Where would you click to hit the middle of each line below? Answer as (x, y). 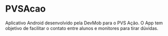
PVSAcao (26, 9)
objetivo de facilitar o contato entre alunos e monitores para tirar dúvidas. (82, 28)
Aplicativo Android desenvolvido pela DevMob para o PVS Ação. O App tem (84, 23)
